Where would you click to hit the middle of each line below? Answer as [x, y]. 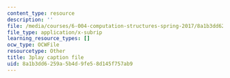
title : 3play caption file [46, 58]
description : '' [30, 20]
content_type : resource [41, 13]
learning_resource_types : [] [49, 39]
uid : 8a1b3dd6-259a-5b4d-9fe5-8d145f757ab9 [70, 64]
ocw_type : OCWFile [33, 45]
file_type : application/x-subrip [55, 32]
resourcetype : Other [37, 52]
